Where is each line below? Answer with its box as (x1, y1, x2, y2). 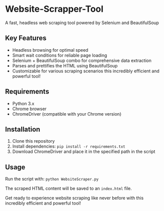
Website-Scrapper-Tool (5, 3, 103, 15)
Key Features (5, 34, 47, 42)
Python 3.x (12, 100, 34, 106)
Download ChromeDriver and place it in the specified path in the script (12, 149, 156, 154)
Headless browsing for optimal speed (12, 47, 89, 53)
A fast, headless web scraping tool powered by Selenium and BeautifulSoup (5, 20, 159, 26)
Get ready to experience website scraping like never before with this (5, 195, 144, 201)
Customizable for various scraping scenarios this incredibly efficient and (12, 68, 160, 74)
